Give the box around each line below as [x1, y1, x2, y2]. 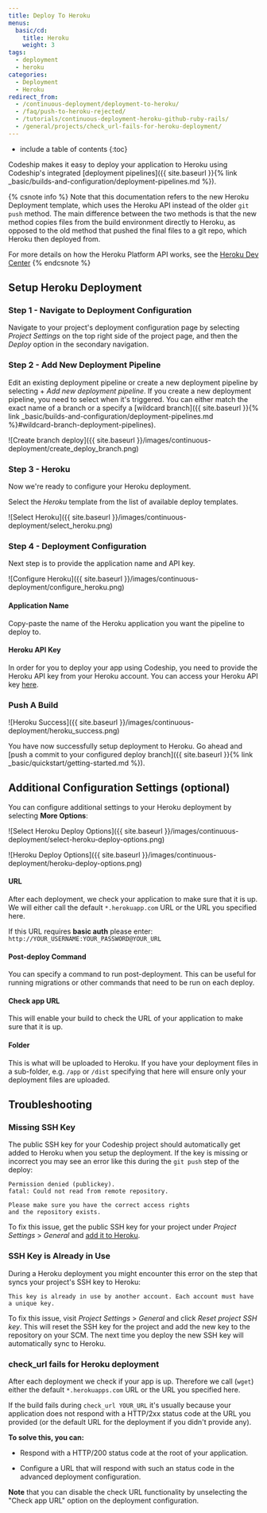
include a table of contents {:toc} [19, 144, 128, 153]
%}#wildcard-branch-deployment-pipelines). [8, 420, 157, 429]
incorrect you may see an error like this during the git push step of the [8, 1157, 240, 1167]
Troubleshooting [8, 1098, 93, 1112]
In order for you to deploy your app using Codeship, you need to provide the [8, 663, 258, 672]
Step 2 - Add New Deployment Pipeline [8, 359, 161, 370]
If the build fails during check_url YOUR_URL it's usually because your [8, 1400, 232, 1410]
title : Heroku [22, 33, 69, 42]
